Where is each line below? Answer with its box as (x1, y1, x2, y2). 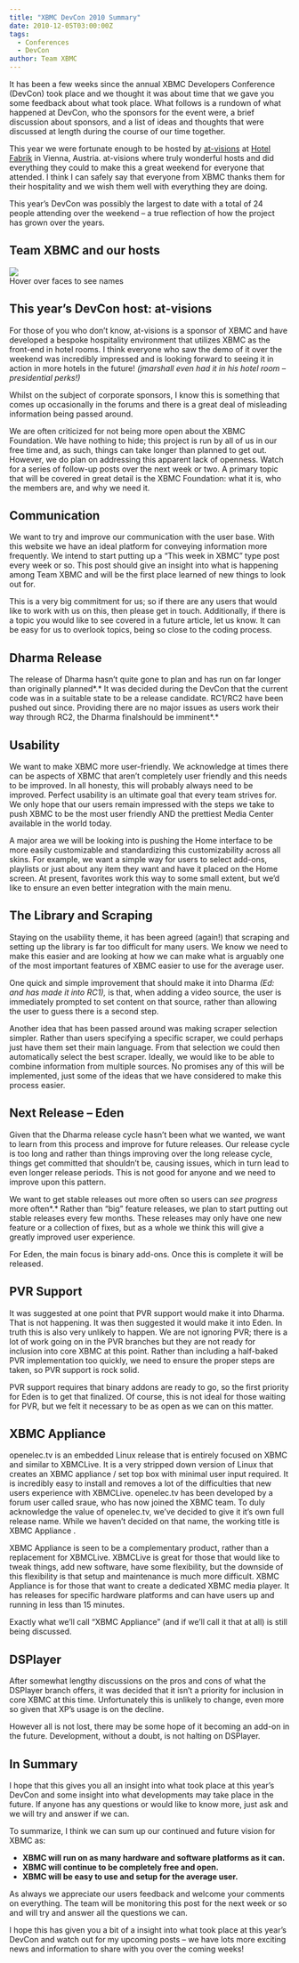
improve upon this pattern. (9, 1176, 107, 1187)
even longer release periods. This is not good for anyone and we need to (9, 1167, 276, 1177)
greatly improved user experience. (9, 1232, 135, 1242)
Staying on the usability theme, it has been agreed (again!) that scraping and (9, 932, 290, 942)
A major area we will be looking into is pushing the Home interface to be (9, 836, 273, 846)
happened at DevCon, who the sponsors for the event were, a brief (9, 108, 255, 117)
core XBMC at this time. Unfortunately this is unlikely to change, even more (9, 1694, 285, 1705)
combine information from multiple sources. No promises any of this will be (9, 1061, 285, 1071)
